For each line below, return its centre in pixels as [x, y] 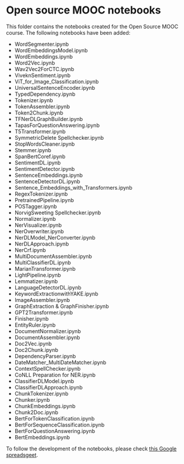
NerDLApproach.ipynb [42, 244]
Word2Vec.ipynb [35, 63]
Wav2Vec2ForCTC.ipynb [44, 69]
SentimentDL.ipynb [38, 163]
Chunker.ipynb [32, 399]
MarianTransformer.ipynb [45, 268]
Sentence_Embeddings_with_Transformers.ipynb [74, 187]
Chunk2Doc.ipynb [36, 412]
